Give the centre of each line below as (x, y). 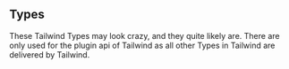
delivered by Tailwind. (50, 54)
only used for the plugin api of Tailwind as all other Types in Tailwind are (142, 45)
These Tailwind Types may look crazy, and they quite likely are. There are (144, 35)
